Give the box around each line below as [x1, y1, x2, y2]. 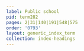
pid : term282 [6, 14, 38, 20]
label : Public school [6, 8, 60, 15]
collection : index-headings [6, 36, 76, 42]
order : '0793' [6, 25, 41, 31]
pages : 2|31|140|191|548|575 [6, 19, 78, 25]
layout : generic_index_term [6, 30, 76, 36]
